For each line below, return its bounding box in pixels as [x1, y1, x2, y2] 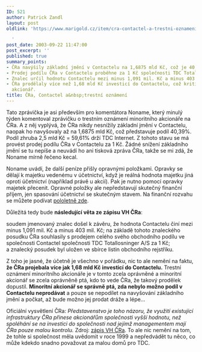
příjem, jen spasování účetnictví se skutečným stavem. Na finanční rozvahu [6, 190, 193, 198]
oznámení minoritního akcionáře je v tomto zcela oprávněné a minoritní [6, 270, 182, 277]
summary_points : [6, 58, 47, 65]
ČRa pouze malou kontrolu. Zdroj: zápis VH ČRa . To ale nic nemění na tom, [6, 326, 191, 333]
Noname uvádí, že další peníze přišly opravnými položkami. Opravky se [6, 165, 183, 172]
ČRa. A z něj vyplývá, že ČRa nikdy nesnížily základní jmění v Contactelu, [6, 121, 188, 129]
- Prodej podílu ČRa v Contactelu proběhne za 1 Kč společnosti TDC [6, 70, 182, 76]
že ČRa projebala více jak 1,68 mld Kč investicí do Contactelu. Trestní [6, 264, 182, 271]
